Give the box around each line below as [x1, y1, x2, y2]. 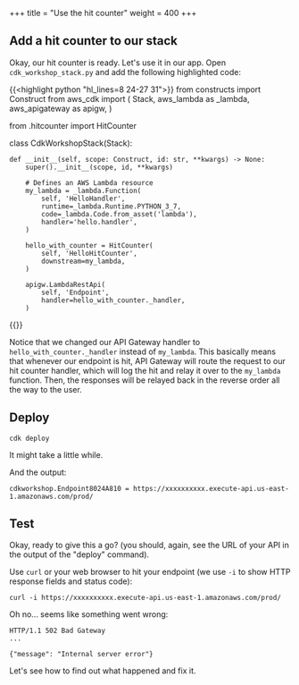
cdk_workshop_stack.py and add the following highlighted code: [9, 66, 242, 77]
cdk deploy [9, 434, 50, 443]
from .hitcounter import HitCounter [9, 120, 137, 131]
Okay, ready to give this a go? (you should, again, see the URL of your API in [9, 540, 290, 551]
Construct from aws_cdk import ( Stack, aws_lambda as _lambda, [9, 93, 250, 104]
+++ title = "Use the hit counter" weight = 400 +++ [9, 8, 197, 18]
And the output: [9, 467, 67, 478]
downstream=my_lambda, [41, 257, 126, 266]
